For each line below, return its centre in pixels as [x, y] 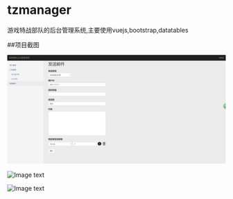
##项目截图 [23, 44]
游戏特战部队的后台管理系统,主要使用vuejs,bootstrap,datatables [98, 30]
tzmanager [39, 10]
